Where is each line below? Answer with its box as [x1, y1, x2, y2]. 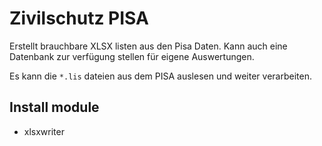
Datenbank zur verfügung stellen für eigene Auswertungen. [9, 50, 255, 62]
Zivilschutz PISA [9, 7, 149, 30]
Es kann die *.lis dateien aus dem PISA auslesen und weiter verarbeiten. [9, 70, 312, 82]
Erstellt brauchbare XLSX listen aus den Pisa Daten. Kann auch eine [9, 40, 288, 52]
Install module [9, 99, 100, 116]
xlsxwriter [23, 125, 65, 137]
